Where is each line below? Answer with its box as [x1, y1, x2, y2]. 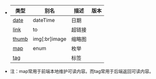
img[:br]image [32, 35, 67, 42]
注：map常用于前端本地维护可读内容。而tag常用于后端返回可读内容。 [10, 68, 154, 74]
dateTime [32, 17, 55, 23]
